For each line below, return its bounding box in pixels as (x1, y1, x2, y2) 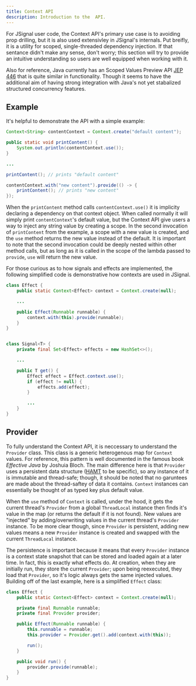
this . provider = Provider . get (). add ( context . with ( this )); (27, 632, 171, 638)
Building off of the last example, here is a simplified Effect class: (6, 578, 162, 585)
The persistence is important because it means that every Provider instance (6, 546, 190, 553)
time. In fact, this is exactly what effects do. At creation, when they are (6, 559, 176, 566)
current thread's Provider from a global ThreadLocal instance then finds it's (6, 504, 187, 511)
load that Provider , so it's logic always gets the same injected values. (6, 571, 173, 578)
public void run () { (16, 658, 67, 664)
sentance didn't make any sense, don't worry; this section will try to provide (6, 49, 189, 56)
